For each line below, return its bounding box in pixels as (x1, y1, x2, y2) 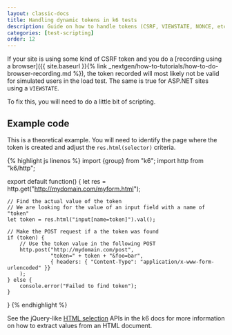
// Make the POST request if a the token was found (7, 228, 159, 235)
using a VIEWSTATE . (7, 84, 60, 93)
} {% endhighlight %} (7, 300, 68, 309)
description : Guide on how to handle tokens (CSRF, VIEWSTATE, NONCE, (7, 23, 215, 30)
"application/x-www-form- (139, 258, 215, 265)
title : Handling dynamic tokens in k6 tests (7, 17, 137, 23)
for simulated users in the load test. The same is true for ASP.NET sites (7, 77, 209, 85)
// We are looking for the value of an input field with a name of (7, 204, 206, 211)
